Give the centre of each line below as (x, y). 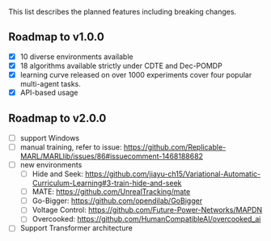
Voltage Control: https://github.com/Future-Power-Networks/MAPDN (147, 210)
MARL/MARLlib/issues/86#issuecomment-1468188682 (112, 156)
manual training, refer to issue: (71, 147)
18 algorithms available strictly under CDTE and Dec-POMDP (121, 66)
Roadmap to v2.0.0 (57, 118)
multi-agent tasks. (50, 84)
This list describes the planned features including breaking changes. (123, 12)
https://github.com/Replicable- (175, 147)
